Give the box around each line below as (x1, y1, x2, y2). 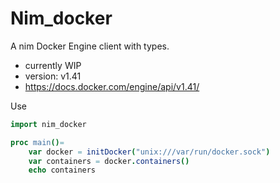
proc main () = (10, 137, 65, 147)
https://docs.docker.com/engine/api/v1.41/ (24, 80, 200, 92)
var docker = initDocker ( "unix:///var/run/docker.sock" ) (28, 147, 271, 157)
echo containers (28, 165, 97, 176)
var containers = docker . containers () (28, 156, 190, 166)
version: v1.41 (24, 70, 82, 82)
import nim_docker (10, 119, 87, 129)
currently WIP (24, 59, 82, 71)
